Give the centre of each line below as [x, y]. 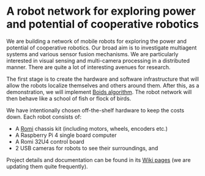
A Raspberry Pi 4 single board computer [66, 135]
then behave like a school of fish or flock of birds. [69, 98]
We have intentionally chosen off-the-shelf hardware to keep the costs [95, 110]
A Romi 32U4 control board [50, 141]
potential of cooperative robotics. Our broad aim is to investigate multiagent [102, 48]
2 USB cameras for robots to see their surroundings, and [87, 148]
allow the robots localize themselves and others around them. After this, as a [103, 85]
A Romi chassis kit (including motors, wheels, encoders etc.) [91, 128]
